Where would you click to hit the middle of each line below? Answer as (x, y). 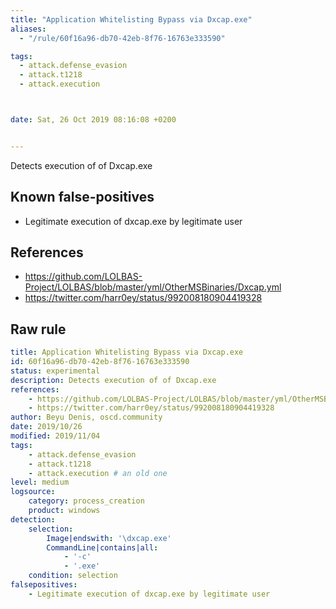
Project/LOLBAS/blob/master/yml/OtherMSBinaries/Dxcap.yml (153, 287)
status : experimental (55, 371)
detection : (33, 519)
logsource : (33, 492)
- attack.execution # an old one (98, 473)
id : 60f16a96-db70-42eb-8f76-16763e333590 (100, 362)
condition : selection (73, 576)
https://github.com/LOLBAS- (83, 277)
